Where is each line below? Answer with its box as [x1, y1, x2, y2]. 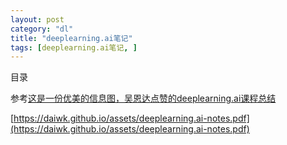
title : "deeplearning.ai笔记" [10, 33, 133, 43]
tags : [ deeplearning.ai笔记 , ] [10, 42, 138, 53]
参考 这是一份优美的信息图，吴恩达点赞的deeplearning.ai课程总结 [10, 92, 277, 105]
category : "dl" [10, 24, 74, 34]
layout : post [10, 14, 65, 25]
